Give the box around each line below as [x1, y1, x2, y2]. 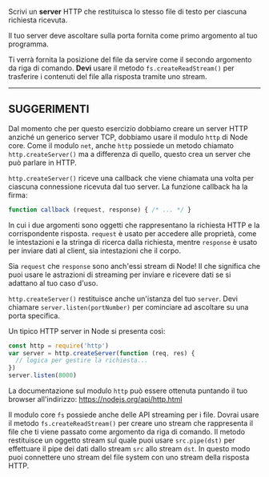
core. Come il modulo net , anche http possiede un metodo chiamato [8, 140, 235, 150]
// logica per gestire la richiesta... [15, 356, 149, 365]
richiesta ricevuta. [8, 15, 68, 25]
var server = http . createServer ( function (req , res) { [8, 349, 195, 357]
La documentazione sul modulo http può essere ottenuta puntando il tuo [8, 386, 248, 395]
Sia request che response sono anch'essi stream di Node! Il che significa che [8, 261, 261, 271]
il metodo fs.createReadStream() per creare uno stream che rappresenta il [8, 419, 254, 428]
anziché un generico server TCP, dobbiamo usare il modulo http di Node [8, 132, 248, 142]
